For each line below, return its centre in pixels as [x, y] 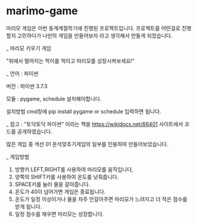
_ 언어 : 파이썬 [22, 73]
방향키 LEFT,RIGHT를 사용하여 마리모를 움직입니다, [74, 169]
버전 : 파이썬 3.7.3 [27, 86]
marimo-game [42, 11]
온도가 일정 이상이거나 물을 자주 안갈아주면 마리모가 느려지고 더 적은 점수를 [101, 199]
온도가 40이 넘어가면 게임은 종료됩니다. [60, 191]
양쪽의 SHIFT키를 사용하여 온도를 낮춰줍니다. [66, 177]
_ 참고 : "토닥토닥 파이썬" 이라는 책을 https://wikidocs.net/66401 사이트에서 [95, 124]
